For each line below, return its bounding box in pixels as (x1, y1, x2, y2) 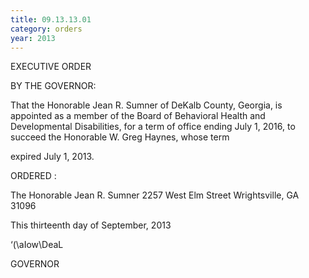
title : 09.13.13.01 (10, 14, 92, 25)
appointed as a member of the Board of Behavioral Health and (10, 110, 266, 122)
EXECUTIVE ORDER (10, 61, 92, 73)
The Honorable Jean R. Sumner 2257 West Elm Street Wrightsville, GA (10, 189, 300, 201)
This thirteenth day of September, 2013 (10, 219, 172, 231)
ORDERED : (10, 170, 57, 182)
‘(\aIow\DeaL (10, 239, 64, 251)
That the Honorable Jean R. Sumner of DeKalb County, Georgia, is (10, 99, 283, 111)
